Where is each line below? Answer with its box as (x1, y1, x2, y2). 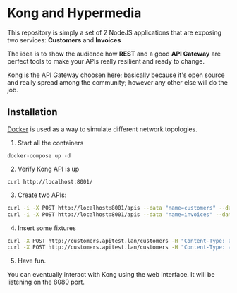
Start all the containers (17, 138, 84, 147)
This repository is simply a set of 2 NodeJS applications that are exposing (7, 28, 222, 37)
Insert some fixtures (17, 224, 76, 232)
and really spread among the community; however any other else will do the (7, 78, 228, 86)
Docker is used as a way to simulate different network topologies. (7, 125, 197, 133)
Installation (7, 106, 58, 118)
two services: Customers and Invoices (7, 35, 121, 44)
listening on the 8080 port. (7, 277, 85, 287)
